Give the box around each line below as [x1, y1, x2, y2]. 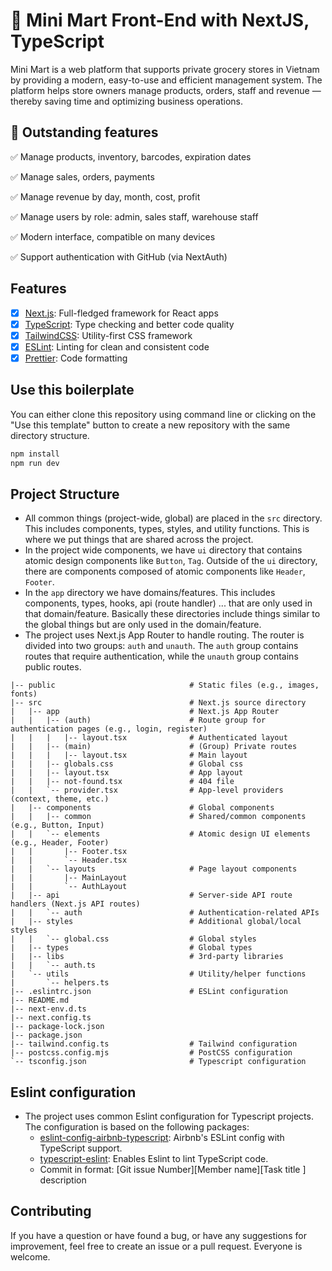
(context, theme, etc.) [10, 794, 110, 804]
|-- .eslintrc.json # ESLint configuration [10, 987, 288, 997]
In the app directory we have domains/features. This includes [24, 587, 276, 599]
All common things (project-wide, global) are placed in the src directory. [24, 512, 323, 524]
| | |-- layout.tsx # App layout [10, 768, 244, 778]
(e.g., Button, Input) [10, 820, 105, 831]
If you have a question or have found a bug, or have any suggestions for [10, 1229, 307, 1241]
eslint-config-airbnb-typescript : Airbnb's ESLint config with [39, 1132, 285, 1144]
